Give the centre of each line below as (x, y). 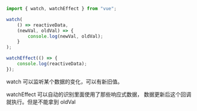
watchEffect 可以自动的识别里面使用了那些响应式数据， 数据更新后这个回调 (99, 94)
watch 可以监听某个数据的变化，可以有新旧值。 (65, 82)
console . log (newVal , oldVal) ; (65, 36)
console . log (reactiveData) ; (52, 64)
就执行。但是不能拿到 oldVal (41, 101)
